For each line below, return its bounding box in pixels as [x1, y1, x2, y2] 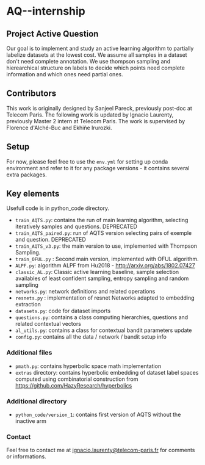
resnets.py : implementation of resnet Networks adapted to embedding [15, 294, 195, 301]
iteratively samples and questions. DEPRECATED [15, 223, 137, 230]
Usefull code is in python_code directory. [6, 204, 110, 212]
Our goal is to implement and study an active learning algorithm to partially [6, 45, 194, 52]
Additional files [6, 348, 52, 357]
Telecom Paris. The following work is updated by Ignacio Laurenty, [6, 111, 174, 118]
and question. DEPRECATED [15, 236, 87, 243]
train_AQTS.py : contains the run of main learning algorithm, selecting [15, 217, 189, 224]
